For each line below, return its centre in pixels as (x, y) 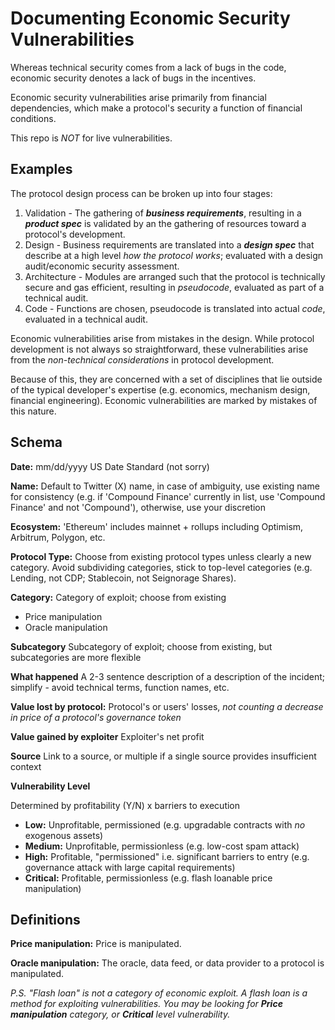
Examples (41, 169)
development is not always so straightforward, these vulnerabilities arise (159, 349)
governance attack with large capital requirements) (130, 867)
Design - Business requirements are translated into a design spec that (169, 244)
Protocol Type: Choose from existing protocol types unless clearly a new (161, 556)
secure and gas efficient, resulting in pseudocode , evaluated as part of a (174, 287)
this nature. (33, 411)
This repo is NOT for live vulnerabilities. (91, 138)
